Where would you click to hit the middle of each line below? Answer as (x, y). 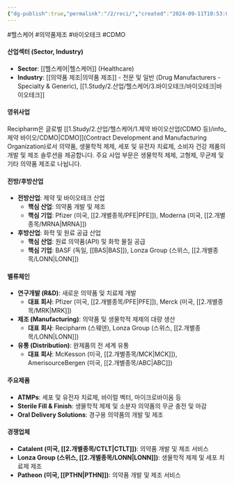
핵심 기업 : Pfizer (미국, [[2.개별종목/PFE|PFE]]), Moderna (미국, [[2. (121, 215)
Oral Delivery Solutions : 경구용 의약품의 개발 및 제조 (90, 414)
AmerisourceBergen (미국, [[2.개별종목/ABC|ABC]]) (100, 363)
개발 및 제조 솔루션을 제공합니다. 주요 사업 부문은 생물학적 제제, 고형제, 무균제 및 (116, 155)
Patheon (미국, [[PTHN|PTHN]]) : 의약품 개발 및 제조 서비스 (99, 475)
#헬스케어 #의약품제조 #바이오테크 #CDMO (67, 34)
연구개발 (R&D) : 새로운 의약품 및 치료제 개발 (77, 293)
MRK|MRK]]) (54, 311)
